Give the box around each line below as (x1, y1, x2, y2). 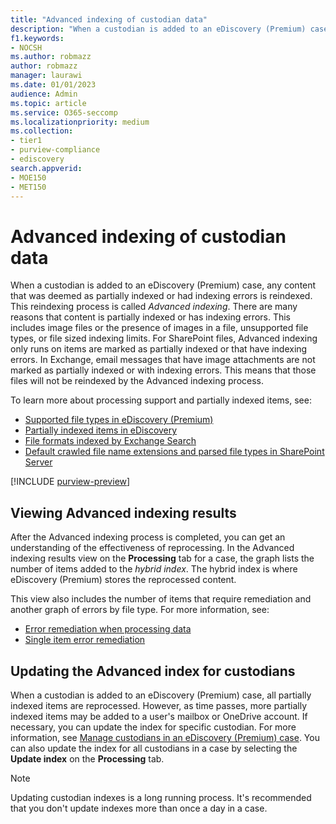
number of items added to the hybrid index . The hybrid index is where (10, 563, 298, 575)
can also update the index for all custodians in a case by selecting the (10, 742, 298, 754)
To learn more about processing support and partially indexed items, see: (10, 394, 312, 406)
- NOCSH (10, 42, 43, 53)
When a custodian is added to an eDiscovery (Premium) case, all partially (10, 689, 312, 701)
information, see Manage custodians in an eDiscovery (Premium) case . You (10, 731, 320, 743)
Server (24, 456, 53, 468)
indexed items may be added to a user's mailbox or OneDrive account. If (10, 710, 308, 722)
